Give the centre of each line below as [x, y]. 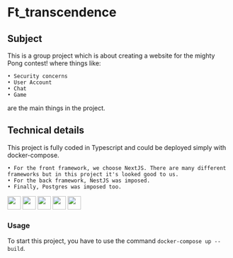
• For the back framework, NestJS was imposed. [79, 181]
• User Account [30, 82]
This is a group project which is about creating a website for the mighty [111, 55]
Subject [25, 39]
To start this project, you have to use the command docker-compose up [109, 241]
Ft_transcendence [62, 12]
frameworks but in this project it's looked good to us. [93, 174]
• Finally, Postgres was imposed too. [64, 187]
